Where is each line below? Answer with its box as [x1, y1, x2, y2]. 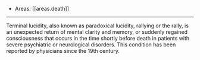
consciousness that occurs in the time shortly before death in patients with [6, 35, 190, 42]
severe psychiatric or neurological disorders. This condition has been [6, 41, 176, 48]
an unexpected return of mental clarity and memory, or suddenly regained [6, 29, 188, 35]
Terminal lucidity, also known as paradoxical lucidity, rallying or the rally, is [6, 22, 189, 29]
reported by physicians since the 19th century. [6, 48, 120, 54]
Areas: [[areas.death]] [14, 5, 70, 12]
